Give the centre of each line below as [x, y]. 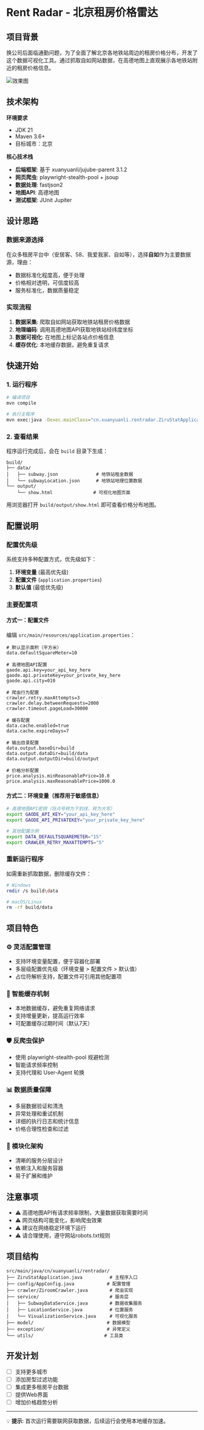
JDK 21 [24, 130]
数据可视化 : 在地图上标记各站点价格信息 [64, 337]
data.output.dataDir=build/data [47, 754]
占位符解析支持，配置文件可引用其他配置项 [68, 977]
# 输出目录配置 [23, 743]
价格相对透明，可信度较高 [47, 282]
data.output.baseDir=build [40, 748]
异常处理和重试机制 [39, 1113]
